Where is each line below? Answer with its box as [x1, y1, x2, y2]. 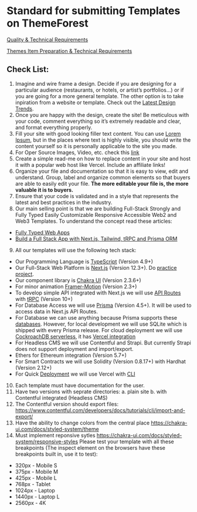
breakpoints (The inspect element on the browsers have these [15, 444, 166, 451]
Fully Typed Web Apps [15, 229, 70, 236]
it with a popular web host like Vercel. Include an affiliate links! [15, 161, 166, 168]
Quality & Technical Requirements [6, 36, 89, 43]
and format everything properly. [15, 123, 93, 130]
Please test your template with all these [79, 438, 175, 445]
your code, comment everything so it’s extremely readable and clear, [15, 118, 181, 125]
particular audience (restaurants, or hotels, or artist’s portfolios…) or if [15, 86, 184, 93]
